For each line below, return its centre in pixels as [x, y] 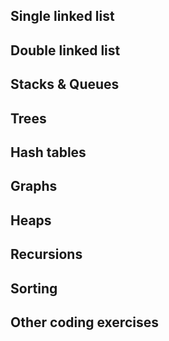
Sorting [34, 288]
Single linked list [62, 16]
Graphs [34, 186]
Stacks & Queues [65, 84]
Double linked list [65, 50]
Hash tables [48, 152]
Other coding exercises [84, 322]
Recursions [46, 254]
